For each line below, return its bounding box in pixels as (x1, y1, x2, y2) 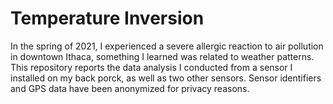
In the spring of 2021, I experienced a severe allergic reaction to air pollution (10, 40, 324, 52)
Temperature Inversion (10, 7, 205, 30)
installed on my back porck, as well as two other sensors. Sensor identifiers (10, 72, 322, 84)
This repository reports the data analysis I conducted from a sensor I (10, 61, 293, 73)
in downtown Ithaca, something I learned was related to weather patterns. (10, 50, 315, 62)
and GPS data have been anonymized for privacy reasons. (10, 82, 250, 94)
